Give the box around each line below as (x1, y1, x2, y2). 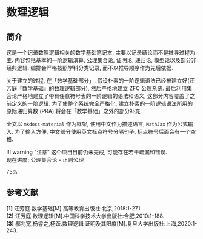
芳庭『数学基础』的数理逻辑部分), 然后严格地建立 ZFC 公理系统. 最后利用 (6, 85, 187, 92)
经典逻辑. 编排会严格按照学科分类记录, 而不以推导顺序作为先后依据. (6, 64, 173, 71)
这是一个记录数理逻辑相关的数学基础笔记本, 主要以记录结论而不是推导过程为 (6, 49, 195, 56)
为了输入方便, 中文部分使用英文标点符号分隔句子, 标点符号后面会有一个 (14, 128, 191, 135)
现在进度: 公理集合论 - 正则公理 (6, 156, 84, 163)
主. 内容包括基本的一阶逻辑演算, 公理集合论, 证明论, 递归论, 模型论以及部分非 (6, 57, 197, 64)
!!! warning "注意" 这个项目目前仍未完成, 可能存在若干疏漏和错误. (6, 148, 168, 156)
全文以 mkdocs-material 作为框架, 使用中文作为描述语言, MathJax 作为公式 (6, 120, 188, 128)
